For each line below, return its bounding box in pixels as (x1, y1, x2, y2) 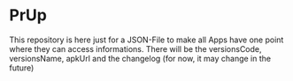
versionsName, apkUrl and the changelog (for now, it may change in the (9, 53, 272, 63)
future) (9, 63, 35, 73)
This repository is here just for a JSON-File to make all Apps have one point (9, 34, 284, 45)
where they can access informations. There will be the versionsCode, (9, 43, 263, 54)
